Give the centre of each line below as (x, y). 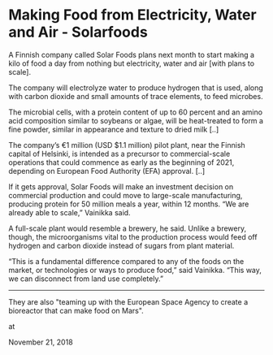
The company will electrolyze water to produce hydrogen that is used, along (136, 88)
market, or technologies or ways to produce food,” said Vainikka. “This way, (135, 270)
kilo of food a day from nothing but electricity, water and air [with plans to (131, 63)
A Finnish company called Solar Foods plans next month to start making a (131, 54)
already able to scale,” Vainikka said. (70, 212)
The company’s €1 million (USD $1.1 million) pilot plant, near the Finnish (127, 145)
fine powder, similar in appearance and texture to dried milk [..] (114, 129)
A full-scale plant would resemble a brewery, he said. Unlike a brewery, (127, 228)
